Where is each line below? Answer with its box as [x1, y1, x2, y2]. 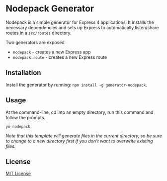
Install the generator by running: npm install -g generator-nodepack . [5, 82, 147, 88]
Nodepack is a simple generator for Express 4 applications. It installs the [5, 19, 154, 25]
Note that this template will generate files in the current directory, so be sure [5, 133, 162, 138]
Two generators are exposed [5, 39, 65, 45]
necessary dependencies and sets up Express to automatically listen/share [5, 24, 159, 30]
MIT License [5, 171, 31, 177]
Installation [5, 69, 41, 77]
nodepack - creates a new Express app [12, 49, 91, 55]
